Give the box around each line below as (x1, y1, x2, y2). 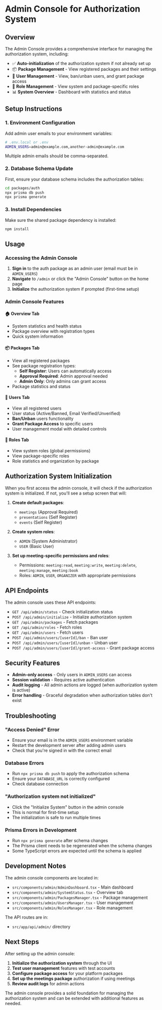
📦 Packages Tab (5, 345, 40, 350)
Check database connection (12, 781, 69, 787)
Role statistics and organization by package (12, 458, 99, 464)
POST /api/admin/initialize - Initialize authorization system (12, 614, 132, 620)
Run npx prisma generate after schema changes (12, 837, 108, 843)
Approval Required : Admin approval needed (19, 373, 108, 379)
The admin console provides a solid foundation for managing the (5, 990, 134, 996)
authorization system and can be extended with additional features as (5, 995, 144, 1001)
